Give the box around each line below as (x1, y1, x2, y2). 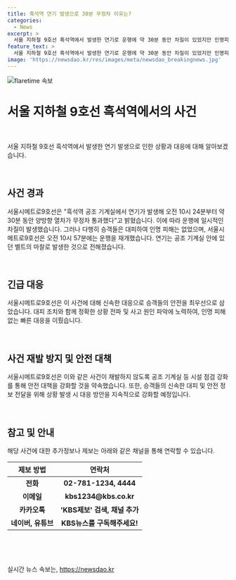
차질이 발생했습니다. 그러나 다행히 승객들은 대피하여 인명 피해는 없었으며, (7, 225, 206, 233)
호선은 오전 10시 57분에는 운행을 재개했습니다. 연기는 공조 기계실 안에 (27, 233, 218, 242)
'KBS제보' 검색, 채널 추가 (60, 505, 139, 514)
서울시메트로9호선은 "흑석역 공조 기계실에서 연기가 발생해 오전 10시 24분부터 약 (7, 207, 225, 216)
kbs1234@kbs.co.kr (65, 491, 135, 501)
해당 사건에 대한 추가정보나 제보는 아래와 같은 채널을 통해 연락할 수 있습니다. (7, 446, 216, 455)
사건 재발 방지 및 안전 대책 (7, 352, 112, 364)
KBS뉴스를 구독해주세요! (60, 518, 138, 528)
